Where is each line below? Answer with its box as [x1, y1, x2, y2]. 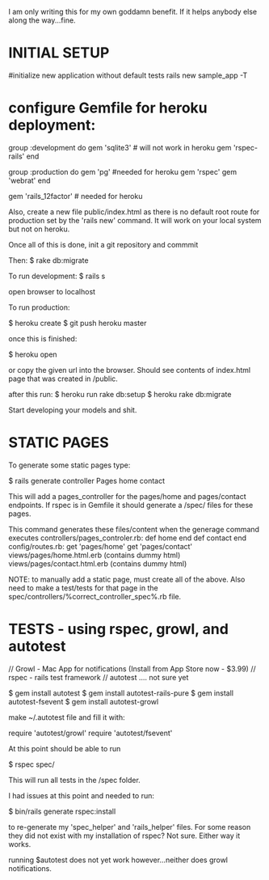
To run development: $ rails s [8, 271, 106, 281]
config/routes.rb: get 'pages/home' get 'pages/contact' [8, 541, 193, 551]
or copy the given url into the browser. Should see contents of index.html [8, 365, 251, 374]
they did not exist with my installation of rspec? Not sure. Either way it [8, 831, 241, 840]
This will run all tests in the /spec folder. [8, 775, 141, 785]
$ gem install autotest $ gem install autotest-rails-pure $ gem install [8, 687, 234, 698]
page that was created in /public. [8, 374, 119, 383]
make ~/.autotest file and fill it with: [8, 712, 125, 722]
